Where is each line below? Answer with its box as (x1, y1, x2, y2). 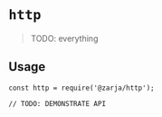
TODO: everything (30, 33, 99, 44)
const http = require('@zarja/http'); (8, 83, 155, 93)
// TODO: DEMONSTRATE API (8, 99, 106, 108)
